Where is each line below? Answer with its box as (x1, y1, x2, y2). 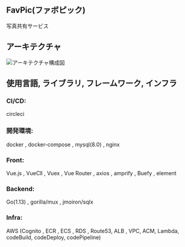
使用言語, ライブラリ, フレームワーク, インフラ (6, 79, 177, 89)
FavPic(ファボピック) (6, 5, 86, 16)
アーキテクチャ (6, 42, 61, 52)
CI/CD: (6, 97, 27, 105)
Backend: (6, 184, 35, 193)
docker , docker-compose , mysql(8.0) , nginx (6, 141, 120, 148)
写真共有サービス (6, 22, 49, 30)
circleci (6, 111, 25, 118)
